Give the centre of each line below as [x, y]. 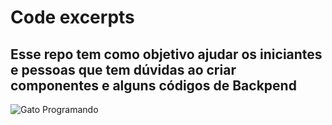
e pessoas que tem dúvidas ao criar [123, 69]
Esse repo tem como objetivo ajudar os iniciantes [166, 54]
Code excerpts [72, 17]
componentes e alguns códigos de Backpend [153, 85]
